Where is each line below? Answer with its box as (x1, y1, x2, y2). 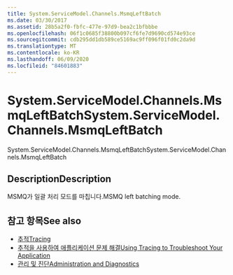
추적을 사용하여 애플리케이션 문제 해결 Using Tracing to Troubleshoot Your (17, 244, 223, 252)
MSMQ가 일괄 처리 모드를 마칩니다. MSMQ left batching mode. (7, 192, 181, 201)
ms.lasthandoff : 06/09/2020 (7, 56, 90, 63)
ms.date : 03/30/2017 (7, 17, 68, 24)
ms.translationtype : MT (7, 43, 77, 50)
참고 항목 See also (7, 215, 82, 227)
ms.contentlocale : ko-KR (7, 50, 80, 57)
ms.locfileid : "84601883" (7, 62, 83, 69)
